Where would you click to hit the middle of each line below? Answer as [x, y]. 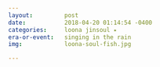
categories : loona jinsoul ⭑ [63, 30]
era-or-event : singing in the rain [70, 37]
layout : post [44, 15]
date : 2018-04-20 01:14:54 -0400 [80, 23]
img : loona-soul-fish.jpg [70, 44]
